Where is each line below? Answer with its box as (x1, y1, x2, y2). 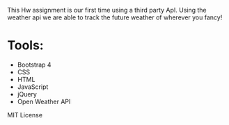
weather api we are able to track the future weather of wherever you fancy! (7, 13, 223, 22)
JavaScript (17, 83, 49, 91)
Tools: (7, 37, 44, 53)
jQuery (17, 90, 37, 98)
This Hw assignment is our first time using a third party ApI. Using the (7, 6, 207, 14)
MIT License (7, 110, 43, 119)
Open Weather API (17, 97, 71, 106)
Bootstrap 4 (17, 60, 52, 69)
